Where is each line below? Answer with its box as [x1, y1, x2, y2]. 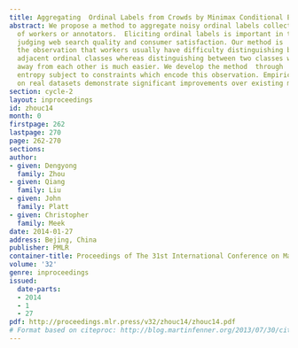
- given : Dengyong [9, 161, 77, 170]
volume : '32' [9, 260, 58, 269]
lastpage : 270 [9, 128, 62, 137]
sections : [9, 144, 46, 153]
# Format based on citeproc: [9, 326, 117, 335]
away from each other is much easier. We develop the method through [17, 63, 284, 72]
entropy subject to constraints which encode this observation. [17, 71, 260, 80]
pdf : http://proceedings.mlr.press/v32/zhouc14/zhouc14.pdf [9, 318, 237, 327]
